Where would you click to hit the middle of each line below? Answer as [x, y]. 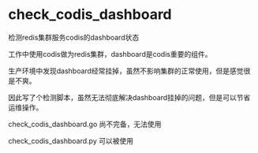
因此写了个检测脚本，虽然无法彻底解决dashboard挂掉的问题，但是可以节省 [129, 97]
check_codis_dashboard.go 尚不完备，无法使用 [85, 124]
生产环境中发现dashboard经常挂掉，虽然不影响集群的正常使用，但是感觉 [126, 71]
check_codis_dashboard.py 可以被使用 [71, 140]
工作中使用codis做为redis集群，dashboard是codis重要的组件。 [110, 54]
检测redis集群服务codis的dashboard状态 [74, 37]
